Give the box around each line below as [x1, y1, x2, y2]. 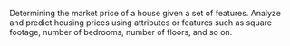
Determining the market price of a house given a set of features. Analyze [9, 8, 281, 18]
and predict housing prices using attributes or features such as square [9, 17, 273, 28]
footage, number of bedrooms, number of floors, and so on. [9, 27, 233, 37]
